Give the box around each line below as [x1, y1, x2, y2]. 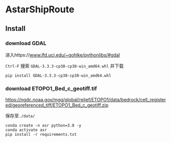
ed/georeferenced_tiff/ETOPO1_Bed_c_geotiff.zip [5, 102, 109, 109]
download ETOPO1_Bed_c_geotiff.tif [5, 85, 98, 92]
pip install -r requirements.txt [5, 132, 77, 137]
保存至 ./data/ [5, 113, 35, 119]
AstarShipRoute [5, 4, 74, 15]
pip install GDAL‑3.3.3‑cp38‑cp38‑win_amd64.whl [5, 73, 111, 78]
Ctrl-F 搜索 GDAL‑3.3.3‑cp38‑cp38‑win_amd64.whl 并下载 [5, 63, 124, 69]
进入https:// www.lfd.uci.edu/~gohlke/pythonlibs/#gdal [5, 51, 120, 58]
